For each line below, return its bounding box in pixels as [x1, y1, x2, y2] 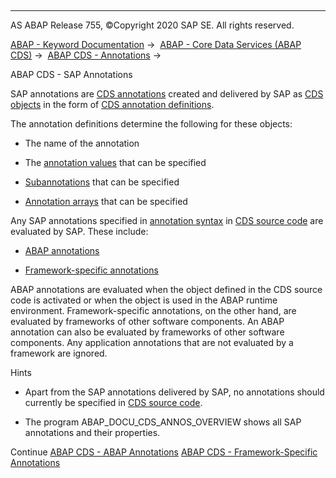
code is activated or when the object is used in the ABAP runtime [10, 294, 278, 306]
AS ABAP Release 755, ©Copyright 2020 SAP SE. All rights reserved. [10, 19, 295, 31]
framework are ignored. [10, 347, 108, 359]
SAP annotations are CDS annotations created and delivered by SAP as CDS [10, 88, 324, 100]
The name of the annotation [24, 137, 140, 149]
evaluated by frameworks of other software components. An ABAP [10, 316, 285, 327]
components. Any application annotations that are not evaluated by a [10, 337, 294, 348]
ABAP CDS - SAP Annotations [10, 69, 133, 80]
